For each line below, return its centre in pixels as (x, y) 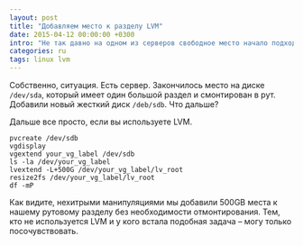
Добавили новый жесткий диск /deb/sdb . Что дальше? (114, 104)
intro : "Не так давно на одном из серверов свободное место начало (139, 43)
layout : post (34, 18)
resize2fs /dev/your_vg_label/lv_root (82, 177)
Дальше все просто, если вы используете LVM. (101, 122)
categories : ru (38, 51)
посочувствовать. (44, 231)
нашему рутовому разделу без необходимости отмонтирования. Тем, (145, 212)
